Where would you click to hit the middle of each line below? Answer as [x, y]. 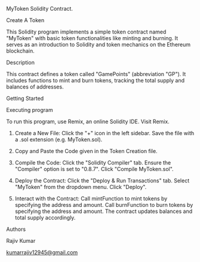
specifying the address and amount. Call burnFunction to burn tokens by [104, 205]
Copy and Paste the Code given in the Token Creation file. [86, 151]
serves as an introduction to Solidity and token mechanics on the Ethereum [99, 45]
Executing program [30, 110]
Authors [16, 229]
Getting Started [25, 98]
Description [20, 63]
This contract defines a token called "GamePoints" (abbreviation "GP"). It [96, 74]
